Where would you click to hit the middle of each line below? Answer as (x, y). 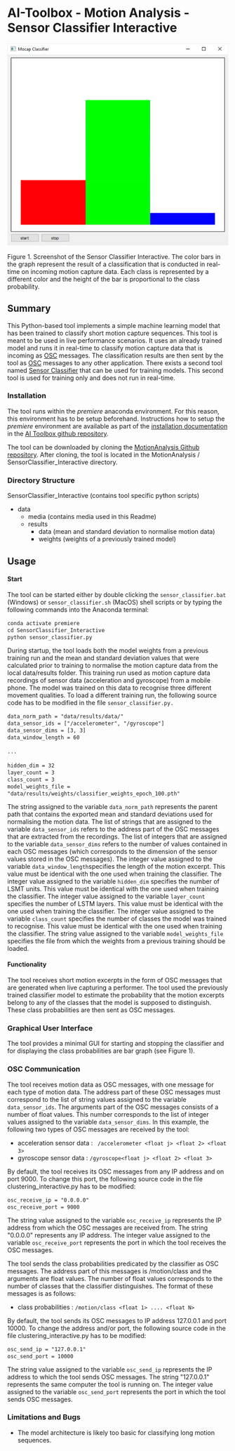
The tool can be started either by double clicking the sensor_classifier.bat (117, 594)
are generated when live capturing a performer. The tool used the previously (117, 987)
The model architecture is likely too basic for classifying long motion (116, 1432)
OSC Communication (44, 1069)
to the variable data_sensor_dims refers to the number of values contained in (117, 843)
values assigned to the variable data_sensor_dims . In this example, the (108, 1122)
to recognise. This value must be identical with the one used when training (115, 926)
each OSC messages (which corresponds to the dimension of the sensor (112, 851)
